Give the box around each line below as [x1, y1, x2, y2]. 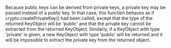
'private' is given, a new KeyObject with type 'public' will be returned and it [5, 32, 163, 37]
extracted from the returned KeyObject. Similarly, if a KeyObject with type [5, 26, 160, 32]
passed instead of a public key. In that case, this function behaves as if [5, 10, 155, 16]
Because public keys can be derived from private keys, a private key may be [5, 5, 166, 10]
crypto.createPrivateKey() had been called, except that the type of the [5, 15, 153, 21]
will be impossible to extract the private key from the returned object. [5, 37, 151, 43]
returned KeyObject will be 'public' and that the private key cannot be [5, 20, 152, 27]
